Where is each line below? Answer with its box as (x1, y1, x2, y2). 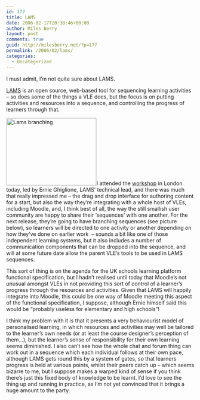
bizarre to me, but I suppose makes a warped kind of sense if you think (6, 368, 181, 375)
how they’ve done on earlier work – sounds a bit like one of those (6, 230, 168, 238)
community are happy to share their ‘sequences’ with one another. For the (6, 211, 188, 219)
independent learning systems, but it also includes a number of (6, 236, 162, 244)
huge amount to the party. (6, 386, 70, 394)
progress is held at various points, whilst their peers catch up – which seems (6, 361, 195, 368)
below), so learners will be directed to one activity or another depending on (6, 224, 192, 231)
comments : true (6, 36, 44, 42)
